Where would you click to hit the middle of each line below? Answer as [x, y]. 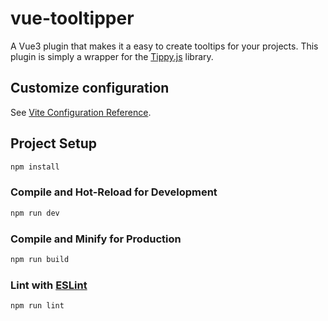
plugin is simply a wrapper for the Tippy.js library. [112, 56]
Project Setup [54, 143]
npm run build [40, 259]
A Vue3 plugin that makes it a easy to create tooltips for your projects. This [164, 46]
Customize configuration [90, 88]
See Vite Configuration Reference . [81, 112]
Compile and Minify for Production [96, 239]
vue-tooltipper [72, 18]
